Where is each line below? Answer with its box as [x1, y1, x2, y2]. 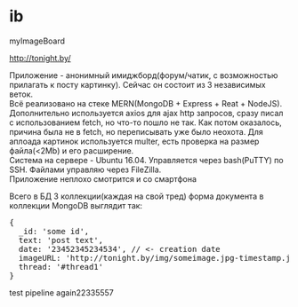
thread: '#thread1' [18, 262, 104, 272]
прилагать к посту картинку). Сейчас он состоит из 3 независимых [9, 79, 266, 90]
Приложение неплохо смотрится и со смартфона [9, 173, 197, 184]
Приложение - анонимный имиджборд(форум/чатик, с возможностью [9, 69, 278, 81]
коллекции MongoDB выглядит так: [9, 200, 143, 210]
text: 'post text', [18, 235, 104, 245]
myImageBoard [9, 35, 65, 46]
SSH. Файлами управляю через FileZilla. [9, 164, 162, 175]
